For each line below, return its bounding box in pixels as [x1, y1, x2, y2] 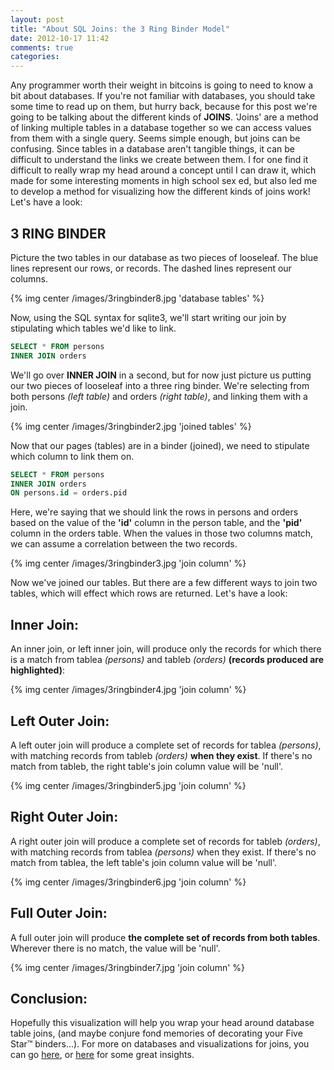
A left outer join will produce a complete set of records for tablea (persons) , [10, 739, 322, 751]
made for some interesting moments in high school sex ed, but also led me [10, 175, 318, 187]
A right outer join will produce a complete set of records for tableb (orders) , [10, 835, 321, 847]
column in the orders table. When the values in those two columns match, [10, 527, 314, 540]
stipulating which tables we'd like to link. [10, 322, 177, 334]
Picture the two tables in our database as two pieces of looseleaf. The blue [10, 251, 319, 263]
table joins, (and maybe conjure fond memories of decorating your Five [10, 1027, 303, 1040]
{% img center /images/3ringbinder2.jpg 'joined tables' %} [10, 420, 252, 432]
